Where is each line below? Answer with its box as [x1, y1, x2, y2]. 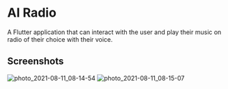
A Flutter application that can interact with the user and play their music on [7, 28, 222, 36]
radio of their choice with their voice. [7, 35, 113, 43]
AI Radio [7, 5, 57, 21]
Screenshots [7, 56, 64, 67]
